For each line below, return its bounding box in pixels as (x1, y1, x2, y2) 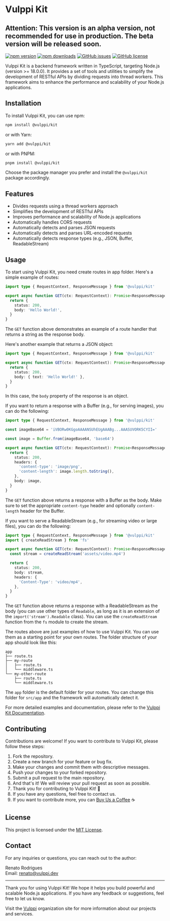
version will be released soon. (5, 40, 102, 48)
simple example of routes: (5, 274, 60, 280)
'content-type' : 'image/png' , (18, 464, 82, 470)
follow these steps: (5, 743, 45, 749)
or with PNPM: (5, 151, 35, 157)
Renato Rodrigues (5, 865, 42, 871)
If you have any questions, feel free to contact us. (12, 791, 116, 797)
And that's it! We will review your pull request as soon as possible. (12, 780, 151, 786)
